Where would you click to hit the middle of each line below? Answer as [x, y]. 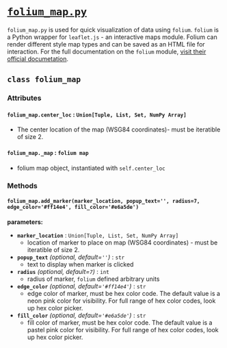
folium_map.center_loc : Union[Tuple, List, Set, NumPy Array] [97, 114]
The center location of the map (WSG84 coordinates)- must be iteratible [119, 129]
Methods [22, 186]
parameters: [25, 222]
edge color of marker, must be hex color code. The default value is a [124, 293]
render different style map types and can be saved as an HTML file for [106, 44]
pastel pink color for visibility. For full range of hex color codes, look [123, 330]
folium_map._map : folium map [48, 153]
